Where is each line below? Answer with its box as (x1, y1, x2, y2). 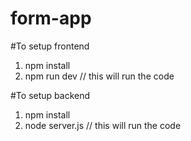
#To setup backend (10, 89, 91, 101)
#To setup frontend (10, 40, 90, 52)
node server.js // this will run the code (24, 119, 182, 131)
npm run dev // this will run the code (24, 70, 175, 82)
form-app (10, 7, 92, 30)
